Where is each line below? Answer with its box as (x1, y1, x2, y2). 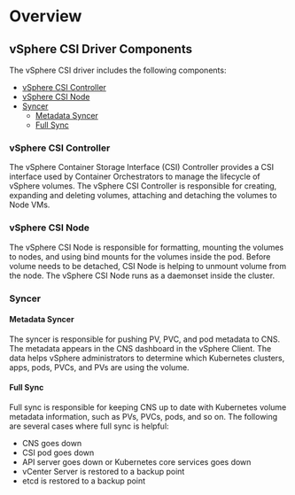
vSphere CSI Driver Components (9, 42, 193, 57)
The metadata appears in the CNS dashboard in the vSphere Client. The (9, 343, 272, 353)
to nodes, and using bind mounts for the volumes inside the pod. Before (9, 251, 271, 262)
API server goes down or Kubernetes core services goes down (21, 456, 252, 467)
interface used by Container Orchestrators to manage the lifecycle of (9, 171, 261, 182)
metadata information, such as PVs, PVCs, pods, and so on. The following (9, 411, 278, 422)
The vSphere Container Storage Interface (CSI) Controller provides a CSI (9, 162, 275, 173)
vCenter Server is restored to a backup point (21, 466, 185, 476)
